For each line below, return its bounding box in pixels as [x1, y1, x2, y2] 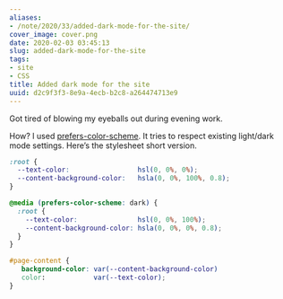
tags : [9, 55, 30, 64]
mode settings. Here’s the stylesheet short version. [9, 140, 197, 151]
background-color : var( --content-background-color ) [21, 265, 219, 274]
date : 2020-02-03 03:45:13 [9, 38, 110, 48]
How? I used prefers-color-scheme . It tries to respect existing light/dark [9, 130, 275, 141]
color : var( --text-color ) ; [21, 273, 167, 282]
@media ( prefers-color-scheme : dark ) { [9, 198, 159, 207]
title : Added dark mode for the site [9, 80, 150, 89]
